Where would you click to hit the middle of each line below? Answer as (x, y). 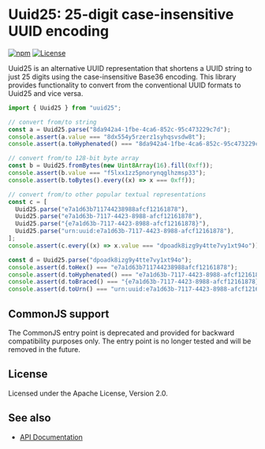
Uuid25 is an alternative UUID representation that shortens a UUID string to (130, 68)
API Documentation (51, 437)
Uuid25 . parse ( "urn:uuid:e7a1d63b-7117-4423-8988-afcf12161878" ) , (125, 231)
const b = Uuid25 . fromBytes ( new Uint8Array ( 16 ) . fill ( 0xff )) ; (111, 166)
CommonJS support (59, 314)
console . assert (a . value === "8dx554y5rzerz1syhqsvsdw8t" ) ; (107, 137)
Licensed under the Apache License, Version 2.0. (88, 393)
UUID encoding (58, 31)
